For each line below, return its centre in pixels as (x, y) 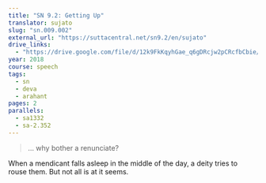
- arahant (31, 96)
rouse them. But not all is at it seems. (68, 171)
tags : (17, 74)
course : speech (33, 67)
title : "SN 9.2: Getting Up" (56, 15)
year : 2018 (26, 60)
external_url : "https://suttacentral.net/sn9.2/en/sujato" (108, 37)
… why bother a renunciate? (73, 148)
